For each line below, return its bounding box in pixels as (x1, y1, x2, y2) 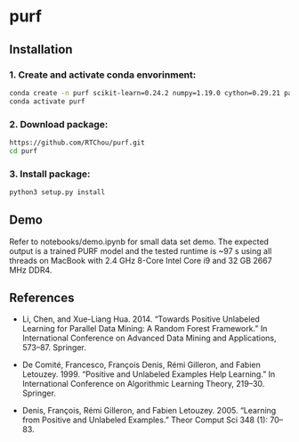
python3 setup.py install (9, 187, 105, 197)
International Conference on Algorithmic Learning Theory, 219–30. (21, 379, 265, 389)
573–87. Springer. (21, 342, 87, 353)
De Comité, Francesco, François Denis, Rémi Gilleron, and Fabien (21, 359, 261, 371)
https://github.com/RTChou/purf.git (9, 138, 145, 147)
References (9, 291, 75, 306)
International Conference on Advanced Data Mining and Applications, (21, 332, 277, 344)
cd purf (9, 146, 38, 155)
